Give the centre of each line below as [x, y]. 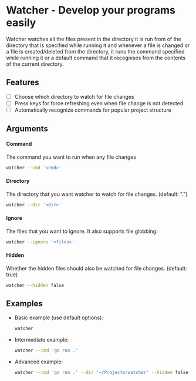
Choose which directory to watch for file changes [74, 96]
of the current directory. [35, 64]
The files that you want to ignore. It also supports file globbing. [82, 231]
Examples [24, 304]
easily [21, 23]
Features [23, 83]
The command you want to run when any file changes [71, 157]
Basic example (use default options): [59, 317]
